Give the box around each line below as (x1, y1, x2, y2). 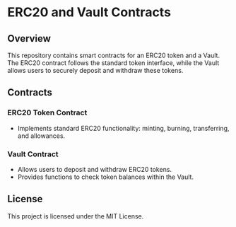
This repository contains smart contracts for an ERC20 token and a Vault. (7, 51, 220, 59)
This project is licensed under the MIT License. (7, 211, 144, 220)
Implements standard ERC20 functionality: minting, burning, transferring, (17, 124, 230, 132)
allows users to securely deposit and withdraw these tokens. (7, 66, 184, 74)
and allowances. (17, 132, 66, 140)
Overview (7, 33, 52, 45)
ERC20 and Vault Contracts (7, 4, 172, 21)
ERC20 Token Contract (7, 107, 88, 117)
